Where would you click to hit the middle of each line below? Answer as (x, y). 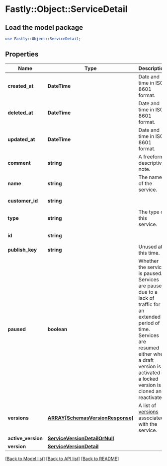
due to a (148, 292)
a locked (148, 379)
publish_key (22, 250)
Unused (148, 247)
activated (149, 372)
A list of (147, 405)
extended (149, 317)
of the (145, 183)
